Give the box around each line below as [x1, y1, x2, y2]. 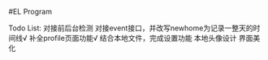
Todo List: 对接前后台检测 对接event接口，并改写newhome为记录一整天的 [8, 23, 253, 33]
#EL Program [8, 7, 53, 16]
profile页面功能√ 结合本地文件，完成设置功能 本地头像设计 [43, 34, 237, 42]
